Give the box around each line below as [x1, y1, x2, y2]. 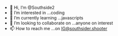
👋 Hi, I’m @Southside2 [9, 5, 55, 10]
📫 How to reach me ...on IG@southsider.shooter [9, 26, 107, 31]
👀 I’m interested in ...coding [9, 10, 65, 16]
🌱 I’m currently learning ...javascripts [9, 15, 84, 20]
